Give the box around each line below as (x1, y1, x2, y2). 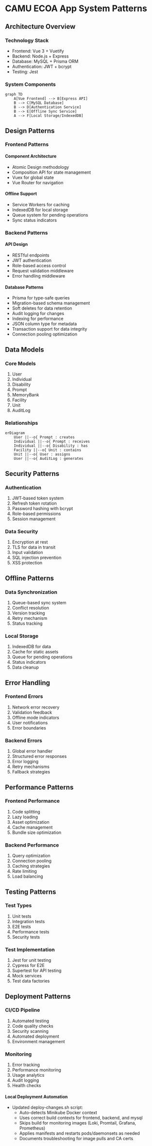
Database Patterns (5, 284, 44, 290)
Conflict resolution (12, 605, 50, 611)
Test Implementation (5, 946, 55, 953)
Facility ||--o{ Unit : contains (14, 448, 82, 453)
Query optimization (12, 853, 51, 859)
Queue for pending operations (12, 654, 73, 660)
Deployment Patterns (5, 992, 71, 1000)
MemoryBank (12, 392, 39, 397)
